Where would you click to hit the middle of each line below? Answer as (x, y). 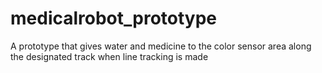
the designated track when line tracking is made (109, 56)
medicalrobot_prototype (114, 18)
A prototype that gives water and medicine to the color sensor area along (161, 46)
